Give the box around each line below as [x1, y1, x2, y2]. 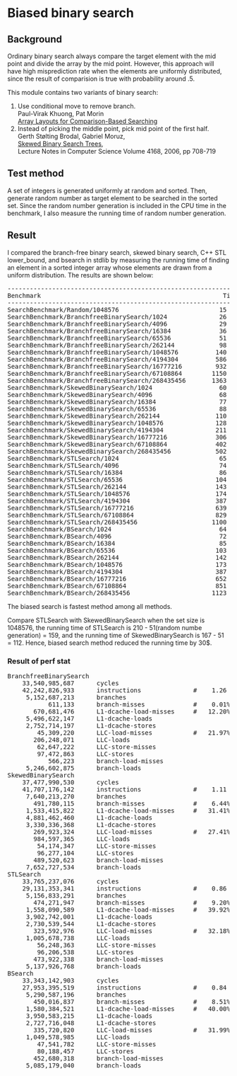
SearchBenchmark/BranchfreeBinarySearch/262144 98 [7, 341, 227, 349]
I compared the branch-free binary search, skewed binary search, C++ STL [7, 248, 227, 256]
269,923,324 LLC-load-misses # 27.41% [33, 828, 231, 836]
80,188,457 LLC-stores [37, 1047, 134, 1055]
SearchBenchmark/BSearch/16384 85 [7, 539, 227, 547]
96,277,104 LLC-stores [37, 849, 134, 857]
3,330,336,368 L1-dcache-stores [25, 820, 157, 829]
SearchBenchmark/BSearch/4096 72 [7, 532, 227, 540]
